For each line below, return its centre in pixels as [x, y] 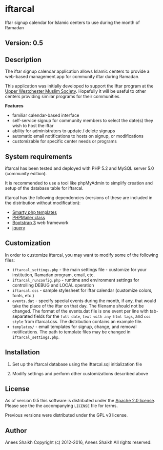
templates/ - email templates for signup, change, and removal [74, 327]
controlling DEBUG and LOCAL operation [53, 285]
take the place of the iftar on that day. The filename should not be [78, 306]
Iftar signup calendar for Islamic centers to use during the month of [72, 22]
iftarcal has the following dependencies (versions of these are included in [79, 197]
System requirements [39, 156]
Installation [22, 352]
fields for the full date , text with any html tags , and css [92, 316]
